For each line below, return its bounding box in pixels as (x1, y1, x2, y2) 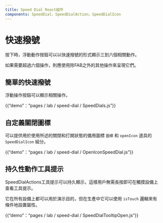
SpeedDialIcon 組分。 (5, 139, 48, 145)
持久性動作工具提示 (5, 165, 64, 173)
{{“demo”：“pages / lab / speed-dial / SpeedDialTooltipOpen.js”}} (5, 212, 139, 218)
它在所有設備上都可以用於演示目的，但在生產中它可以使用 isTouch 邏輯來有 (5, 195, 157, 201)
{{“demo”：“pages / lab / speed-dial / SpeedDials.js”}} (5, 103, 116, 109)
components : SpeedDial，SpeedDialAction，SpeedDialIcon (5, 12, 121, 17)
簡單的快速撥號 (5, 78, 51, 86)
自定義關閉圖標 (5, 118, 51, 127)
